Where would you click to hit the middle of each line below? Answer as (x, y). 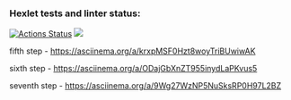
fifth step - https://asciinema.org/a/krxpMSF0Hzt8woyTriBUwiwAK (132, 51)
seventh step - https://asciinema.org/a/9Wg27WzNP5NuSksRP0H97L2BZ (145, 86)
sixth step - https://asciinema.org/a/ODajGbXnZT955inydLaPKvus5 (133, 69)
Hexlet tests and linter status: (75, 13)
